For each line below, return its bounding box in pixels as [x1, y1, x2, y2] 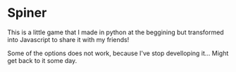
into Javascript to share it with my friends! [7, 35, 130, 43]
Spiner [7, 5, 47, 21]
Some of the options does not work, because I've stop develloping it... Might [7, 49, 229, 57]
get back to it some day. [7, 56, 77, 64]
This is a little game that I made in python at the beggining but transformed [7, 28, 224, 36]
